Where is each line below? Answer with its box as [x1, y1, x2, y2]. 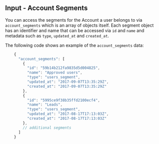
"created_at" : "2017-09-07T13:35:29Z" [27, 84, 107, 89]
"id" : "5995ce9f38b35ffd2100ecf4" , [27, 98, 100, 103]
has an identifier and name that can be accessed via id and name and [5, 27, 144, 34]
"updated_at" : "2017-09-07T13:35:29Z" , [27, 79, 109, 84]
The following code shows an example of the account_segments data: [5, 42, 144, 48]
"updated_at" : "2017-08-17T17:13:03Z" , [27, 111, 109, 116]
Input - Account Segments [5, 4, 88, 12]
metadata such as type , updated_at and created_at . [5, 33, 109, 38]
